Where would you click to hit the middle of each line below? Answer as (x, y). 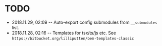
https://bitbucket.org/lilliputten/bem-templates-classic (73, 38)
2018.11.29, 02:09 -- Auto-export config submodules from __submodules (84, 22)
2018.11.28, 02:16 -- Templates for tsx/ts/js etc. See (64, 33)
